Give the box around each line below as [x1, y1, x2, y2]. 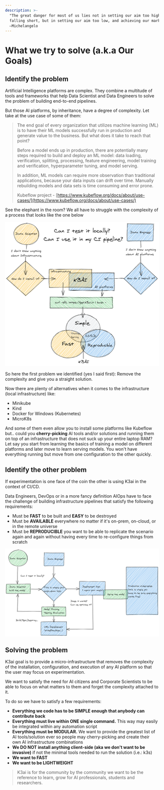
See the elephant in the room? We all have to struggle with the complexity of [5, 207, 159, 213]
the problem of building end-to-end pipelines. [5, 98, 97, 104]
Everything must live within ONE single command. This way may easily [12, 719, 158, 724]
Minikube [12, 400, 31, 406]
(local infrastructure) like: [5, 391, 56, 397]
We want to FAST [12, 755, 48, 761]
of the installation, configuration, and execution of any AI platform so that [5, 664, 152, 670]
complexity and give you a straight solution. [5, 376, 93, 382]
